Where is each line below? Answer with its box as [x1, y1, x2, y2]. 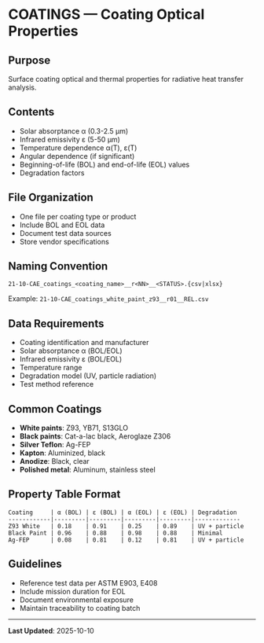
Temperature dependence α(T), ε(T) [19, 143, 137, 152]
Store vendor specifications [19, 237, 110, 246]
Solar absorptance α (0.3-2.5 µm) [19, 126, 129, 135]
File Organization [8, 191, 94, 204]
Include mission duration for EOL [19, 586, 126, 596]
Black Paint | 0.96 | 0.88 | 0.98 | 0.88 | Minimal [8, 529, 223, 537]
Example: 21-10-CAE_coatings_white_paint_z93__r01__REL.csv [8, 294, 209, 303]
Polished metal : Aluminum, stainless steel [19, 465, 156, 475]
